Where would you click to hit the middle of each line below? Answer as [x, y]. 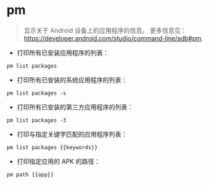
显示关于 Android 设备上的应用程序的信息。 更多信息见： [105, 30]
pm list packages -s [37, 93]
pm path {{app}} [30, 174]
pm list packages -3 [37, 120]
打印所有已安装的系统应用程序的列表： [72, 80]
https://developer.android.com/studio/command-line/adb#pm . [113, 38]
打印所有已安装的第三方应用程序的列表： [75, 107]
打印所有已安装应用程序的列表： [63, 53]
